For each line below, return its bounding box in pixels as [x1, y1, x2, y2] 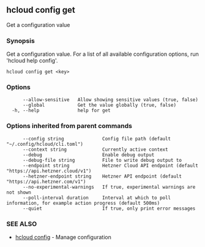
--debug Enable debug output [22, 151, 155, 158]
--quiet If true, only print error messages [22, 205, 196, 211]
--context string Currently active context [22, 146, 168, 153]
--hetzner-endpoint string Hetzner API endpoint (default [22, 173, 182, 180]
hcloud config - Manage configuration [15, 234, 111, 241]
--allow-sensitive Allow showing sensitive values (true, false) [22, 97, 199, 103]
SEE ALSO [6, 219, 37, 228]
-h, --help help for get [12, 107, 111, 114]
